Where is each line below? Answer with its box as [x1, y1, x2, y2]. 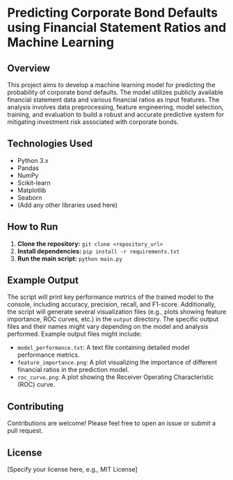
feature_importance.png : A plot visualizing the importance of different [17, 358, 218, 366]
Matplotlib [17, 186, 47, 194]
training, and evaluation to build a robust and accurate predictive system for [7, 110, 225, 118]
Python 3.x [17, 156, 49, 164]
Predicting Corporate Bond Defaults [7, 5, 218, 21]
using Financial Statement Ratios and [7, 20, 227, 36]
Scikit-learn [17, 178, 51, 187]
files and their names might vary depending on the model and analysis [7, 323, 209, 331]
